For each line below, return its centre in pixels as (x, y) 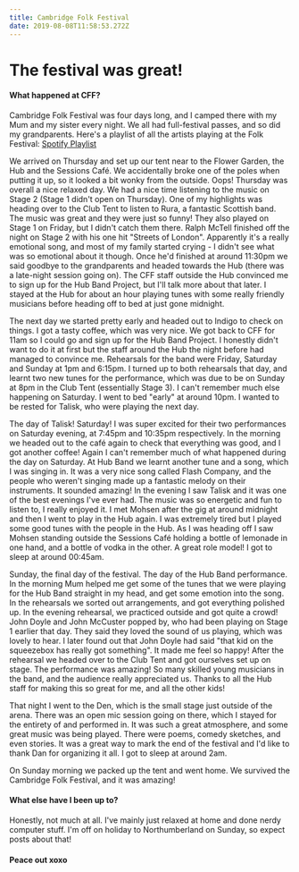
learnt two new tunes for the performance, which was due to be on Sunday (147, 377)
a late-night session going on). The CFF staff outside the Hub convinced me (149, 275)
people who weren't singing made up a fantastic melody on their (128, 480)
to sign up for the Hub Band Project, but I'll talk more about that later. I (138, 284)
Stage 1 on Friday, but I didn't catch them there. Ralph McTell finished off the (149, 227)
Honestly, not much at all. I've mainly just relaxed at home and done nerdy (145, 820)
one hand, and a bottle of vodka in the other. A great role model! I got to (141, 547)
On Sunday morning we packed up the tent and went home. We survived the (149, 770)
